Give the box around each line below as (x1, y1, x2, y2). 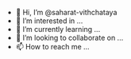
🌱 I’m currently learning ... (15, 25, 101, 33)
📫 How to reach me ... (15, 42, 90, 51)
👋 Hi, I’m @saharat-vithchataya (15, 8, 118, 17)
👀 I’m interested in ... (15, 16, 83, 26)
